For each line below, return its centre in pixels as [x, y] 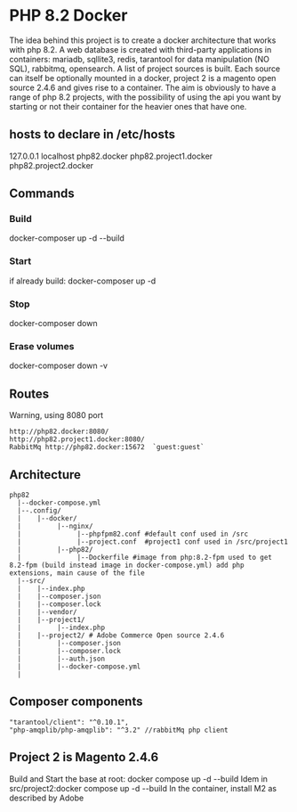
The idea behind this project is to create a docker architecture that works [143, 40]
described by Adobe [47, 798]
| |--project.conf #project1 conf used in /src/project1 [153, 541]
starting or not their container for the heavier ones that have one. [128, 106]
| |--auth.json [61, 659]
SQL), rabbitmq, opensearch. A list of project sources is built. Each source [145, 69]
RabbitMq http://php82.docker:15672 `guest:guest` [107, 447]
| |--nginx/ [55, 526]
